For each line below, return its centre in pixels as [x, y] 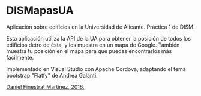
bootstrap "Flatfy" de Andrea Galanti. [52, 75]
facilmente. [20, 57]
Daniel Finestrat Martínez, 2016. [46, 86]
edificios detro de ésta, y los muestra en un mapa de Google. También [93, 45]
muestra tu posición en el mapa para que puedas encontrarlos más [89, 51]
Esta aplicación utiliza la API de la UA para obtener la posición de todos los [98, 38]
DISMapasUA [40, 10]
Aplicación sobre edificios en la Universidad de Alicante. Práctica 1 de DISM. [100, 27]
